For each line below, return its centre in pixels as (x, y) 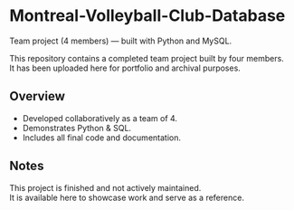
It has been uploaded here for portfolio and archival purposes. (125, 68)
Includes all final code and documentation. (101, 138)
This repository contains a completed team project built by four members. (147, 58)
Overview (38, 96)
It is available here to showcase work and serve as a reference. (127, 197)
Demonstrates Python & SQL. (77, 128)
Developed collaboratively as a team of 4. (100, 118)
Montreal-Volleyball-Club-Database (147, 16)
